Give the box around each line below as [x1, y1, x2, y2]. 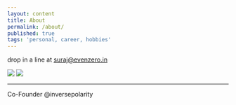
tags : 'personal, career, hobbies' [7, 36, 112, 43]
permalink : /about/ [7, 23, 65, 30]
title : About [7, 17, 46, 24]
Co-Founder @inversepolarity [7, 90, 93, 99]
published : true [7, 29, 55, 37]
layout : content [7, 10, 55, 17]
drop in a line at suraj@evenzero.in [7, 55, 107, 64]
